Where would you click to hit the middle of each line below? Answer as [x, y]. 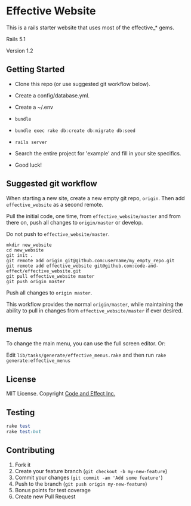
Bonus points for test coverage [53, 490]
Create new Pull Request [45, 496]
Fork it [23, 465]
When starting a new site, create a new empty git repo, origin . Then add [95, 198]
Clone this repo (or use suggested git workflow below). [82, 84]
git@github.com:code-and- [127, 266]
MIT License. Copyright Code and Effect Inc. [61, 394]
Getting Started [36, 70]
